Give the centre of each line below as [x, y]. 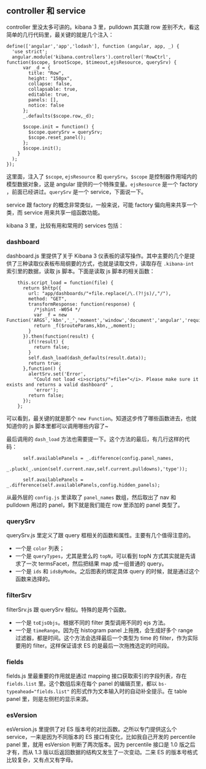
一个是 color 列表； [40, 548]
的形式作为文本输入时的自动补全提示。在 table [129, 691]
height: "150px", [50, 78]
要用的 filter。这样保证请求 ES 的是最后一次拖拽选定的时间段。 [94, 645]
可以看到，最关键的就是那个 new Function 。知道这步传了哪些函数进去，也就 [101, 418]
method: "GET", [48, 299]
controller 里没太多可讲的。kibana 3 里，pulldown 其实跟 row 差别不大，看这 [103, 27]
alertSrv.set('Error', [57, 374]
